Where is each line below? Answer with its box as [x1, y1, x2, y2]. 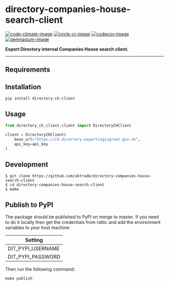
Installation [5, 82, 41, 91]
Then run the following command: [5, 266, 75, 272]
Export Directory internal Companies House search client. [5, 46, 129, 52]
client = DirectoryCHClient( [5, 132, 66, 137]
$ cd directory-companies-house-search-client [5, 183, 105, 188]
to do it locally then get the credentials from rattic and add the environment [5, 219, 161, 225]
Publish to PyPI [5, 200, 54, 209]
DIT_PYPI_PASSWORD [8, 253, 60, 260]
